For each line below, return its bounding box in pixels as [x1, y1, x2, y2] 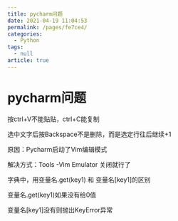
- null [14, 51, 33, 58]
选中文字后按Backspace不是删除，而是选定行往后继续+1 [7, 130, 172, 138]
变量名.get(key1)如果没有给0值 [7, 190, 97, 199]
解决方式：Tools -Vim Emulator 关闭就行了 [7, 160, 131, 168]
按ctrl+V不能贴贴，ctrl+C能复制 [7, 115, 100, 123]
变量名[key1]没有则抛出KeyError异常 [7, 205, 113, 214]
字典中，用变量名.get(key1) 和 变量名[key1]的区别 [7, 175, 151, 184]
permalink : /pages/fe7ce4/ [7, 24, 88, 31]
